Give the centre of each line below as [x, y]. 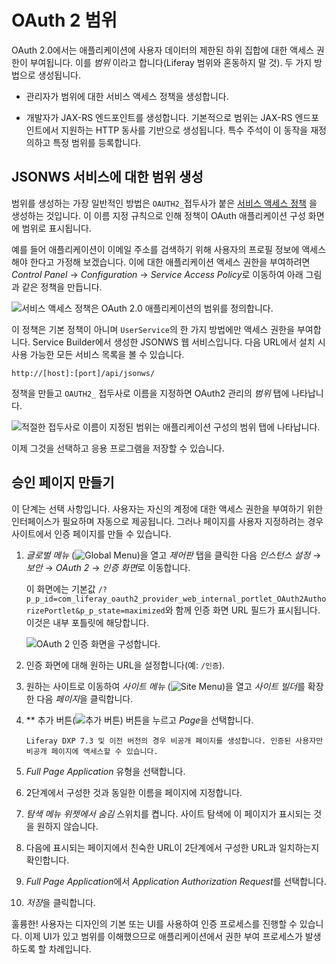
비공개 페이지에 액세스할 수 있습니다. [92, 751]
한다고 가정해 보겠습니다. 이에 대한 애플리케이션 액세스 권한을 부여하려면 [170, 262]
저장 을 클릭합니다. [60, 902]
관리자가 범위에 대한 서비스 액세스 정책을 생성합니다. [127, 96]
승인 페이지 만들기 [63, 482]
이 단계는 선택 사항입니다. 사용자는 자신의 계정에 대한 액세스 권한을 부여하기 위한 [167, 508]
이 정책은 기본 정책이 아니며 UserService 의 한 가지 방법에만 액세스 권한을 [153, 329]
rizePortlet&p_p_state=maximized [95, 611]
